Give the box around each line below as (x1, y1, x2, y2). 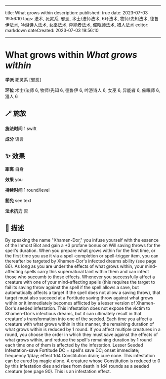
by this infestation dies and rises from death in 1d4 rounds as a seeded (5, 363, 149, 369)
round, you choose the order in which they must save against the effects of (5, 332, 158, 337)
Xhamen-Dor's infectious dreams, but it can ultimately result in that (5, 311, 142, 317)
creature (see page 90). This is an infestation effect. (5, 369, 111, 375)
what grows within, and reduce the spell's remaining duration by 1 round (5, 337, 152, 343)
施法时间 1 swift (5, 126, 37, 131)
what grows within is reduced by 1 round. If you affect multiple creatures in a (5, 327, 161, 333)
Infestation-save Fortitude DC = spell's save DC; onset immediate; (5, 347, 140, 353)
